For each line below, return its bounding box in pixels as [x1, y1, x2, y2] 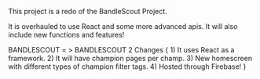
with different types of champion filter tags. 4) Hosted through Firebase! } [8, 62, 247, 71]
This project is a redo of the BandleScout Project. [8, 7, 167, 16]
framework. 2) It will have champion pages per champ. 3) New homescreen [8, 54, 253, 63]
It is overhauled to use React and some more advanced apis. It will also [8, 22, 238, 31]
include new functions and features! [8, 31, 125, 39]
